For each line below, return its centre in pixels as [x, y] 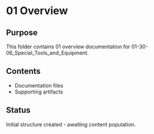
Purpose [22, 33]
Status [18, 110]
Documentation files [39, 85]
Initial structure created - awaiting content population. [71, 124]
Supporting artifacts [39, 92]
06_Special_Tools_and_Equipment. [47, 53]
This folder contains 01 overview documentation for [68, 46]
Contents [23, 71]
